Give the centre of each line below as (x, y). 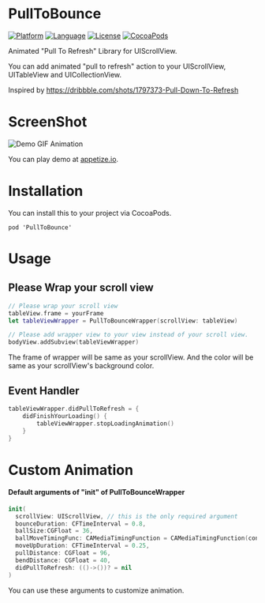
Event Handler (44, 391)
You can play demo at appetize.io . (63, 159)
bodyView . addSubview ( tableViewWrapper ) (74, 342)
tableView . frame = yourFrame (56, 313)
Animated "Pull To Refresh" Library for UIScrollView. (93, 51)
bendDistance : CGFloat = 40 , (63, 560)
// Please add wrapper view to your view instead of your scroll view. (128, 335)
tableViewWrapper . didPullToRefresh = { (74, 409)
